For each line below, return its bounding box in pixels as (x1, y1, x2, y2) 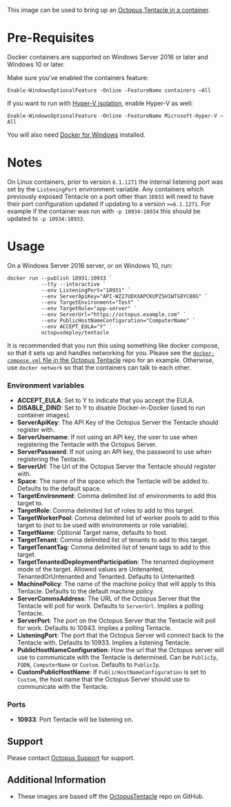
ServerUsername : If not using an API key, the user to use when (17, 433, 198, 442)
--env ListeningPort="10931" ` (41, 287, 131, 294)
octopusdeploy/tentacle (41, 329, 110, 336)
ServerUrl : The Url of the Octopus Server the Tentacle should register (17, 462, 216, 471)
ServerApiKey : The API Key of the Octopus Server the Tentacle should (17, 418, 219, 427)
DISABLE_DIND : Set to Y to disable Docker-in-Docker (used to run (17, 403, 205, 412)
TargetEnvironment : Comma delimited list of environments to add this (17, 492, 217, 500)
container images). (17, 411, 71, 419)
